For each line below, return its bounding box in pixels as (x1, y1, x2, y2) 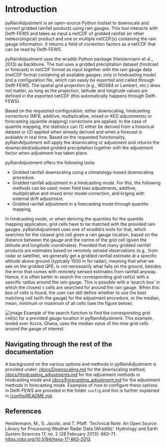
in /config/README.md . (5, 392, 54, 398)
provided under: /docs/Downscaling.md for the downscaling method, (5, 366, 146, 372)
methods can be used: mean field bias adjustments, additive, (12, 185, 137, 191)
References (5, 407, 42, 416)
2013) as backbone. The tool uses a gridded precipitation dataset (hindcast (5, 61, 159, 67)
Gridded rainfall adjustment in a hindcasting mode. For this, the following (12, 180, 161, 186)
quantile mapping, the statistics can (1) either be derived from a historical (5, 123, 155, 130)
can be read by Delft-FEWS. (5, 46, 62, 52)
